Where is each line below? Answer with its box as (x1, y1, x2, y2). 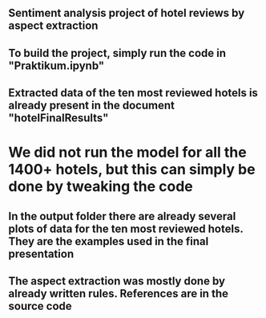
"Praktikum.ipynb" (8, 59, 105, 72)
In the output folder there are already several (8, 209, 236, 223)
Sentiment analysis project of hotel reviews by (8, 6, 245, 20)
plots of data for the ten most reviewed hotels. (8, 222, 244, 235)
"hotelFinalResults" (8, 112, 109, 125)
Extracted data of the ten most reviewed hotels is (8, 86, 259, 100)
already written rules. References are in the (8, 287, 228, 300)
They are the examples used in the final (8, 234, 209, 248)
